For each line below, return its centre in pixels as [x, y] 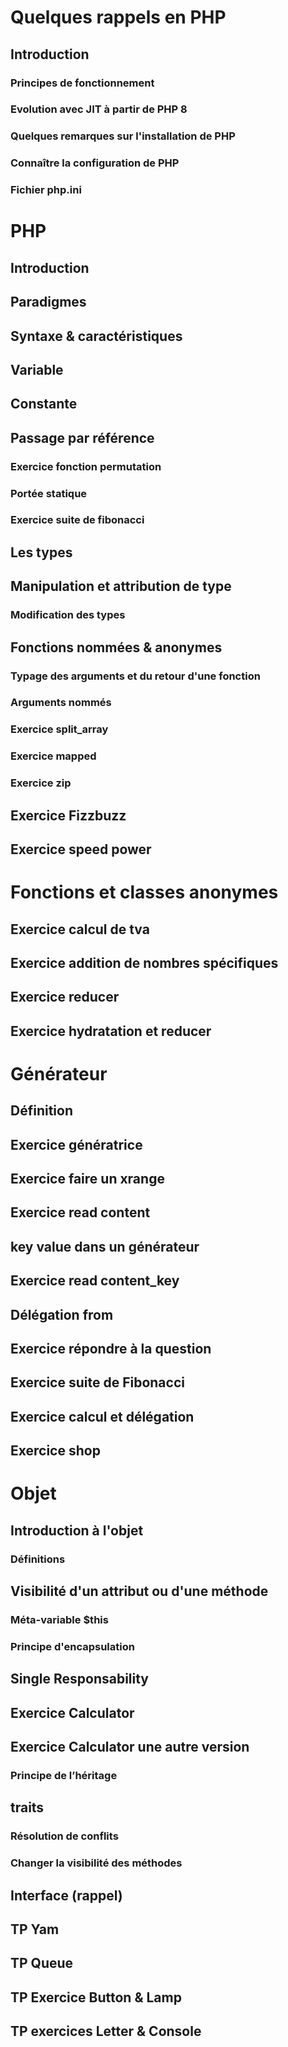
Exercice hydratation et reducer [111, 1031]
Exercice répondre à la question [111, 1349]
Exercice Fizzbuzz [68, 815]
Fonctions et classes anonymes [144, 892]
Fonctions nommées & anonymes [116, 647]
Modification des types [68, 615]
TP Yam [35, 1929]
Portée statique [49, 493]
